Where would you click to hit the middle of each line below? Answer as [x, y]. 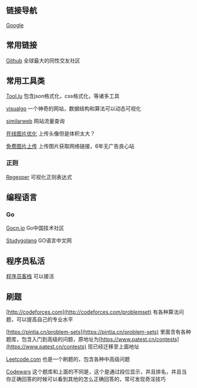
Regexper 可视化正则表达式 [39, 177]
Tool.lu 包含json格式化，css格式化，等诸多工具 [63, 96]
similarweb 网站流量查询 [35, 121]
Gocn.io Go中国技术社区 [35, 228]
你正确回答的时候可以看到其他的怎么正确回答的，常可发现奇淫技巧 [86, 379]
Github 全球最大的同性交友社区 [43, 60]
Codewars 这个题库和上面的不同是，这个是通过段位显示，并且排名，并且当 [96, 372]
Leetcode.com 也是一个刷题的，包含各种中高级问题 [68, 359]
